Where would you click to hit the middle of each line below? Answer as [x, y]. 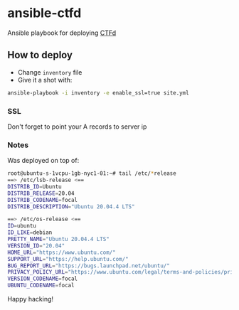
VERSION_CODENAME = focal [43, 279]
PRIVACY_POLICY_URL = [38, 272]
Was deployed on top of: [43, 161]
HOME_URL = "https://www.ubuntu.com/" [62, 252]
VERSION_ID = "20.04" [36, 246]
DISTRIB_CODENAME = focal [43, 200]
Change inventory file [50, 72]
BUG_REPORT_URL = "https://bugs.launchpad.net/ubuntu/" [89, 266]
